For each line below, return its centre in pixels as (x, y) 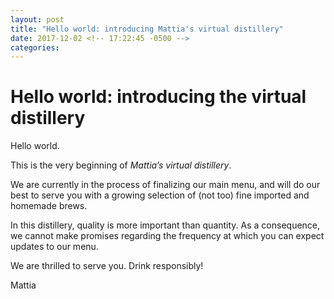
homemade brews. (49, 206)
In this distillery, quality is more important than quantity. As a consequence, (165, 225)
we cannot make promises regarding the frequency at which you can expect (167, 236)
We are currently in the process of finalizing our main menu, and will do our (165, 185)
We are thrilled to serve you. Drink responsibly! (107, 266)
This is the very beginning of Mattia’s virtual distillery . (121, 165)
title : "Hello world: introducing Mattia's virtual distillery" (147, 29)
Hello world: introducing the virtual (158, 97)
